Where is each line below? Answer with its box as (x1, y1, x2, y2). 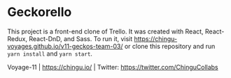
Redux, (7, 34, 28, 42)
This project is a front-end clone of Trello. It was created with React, (7, 27, 204, 36)
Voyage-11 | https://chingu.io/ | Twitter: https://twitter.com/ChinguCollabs (7, 63, 218, 71)
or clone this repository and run (124, 42, 216, 50)
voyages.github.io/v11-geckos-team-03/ (7, 42, 123, 50)
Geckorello (7, 4, 72, 20)
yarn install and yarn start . (7, 49, 93, 58)
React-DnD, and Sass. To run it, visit (29, 34, 133, 42)
